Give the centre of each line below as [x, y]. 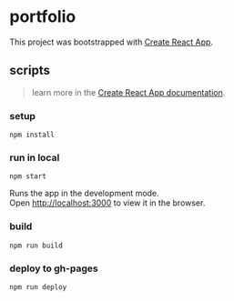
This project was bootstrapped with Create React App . [112, 42]
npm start [28, 176]
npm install [32, 135]
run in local [35, 157]
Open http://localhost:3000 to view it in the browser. [107, 203]
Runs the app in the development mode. [84, 194]
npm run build [36, 246]
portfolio [43, 17]
